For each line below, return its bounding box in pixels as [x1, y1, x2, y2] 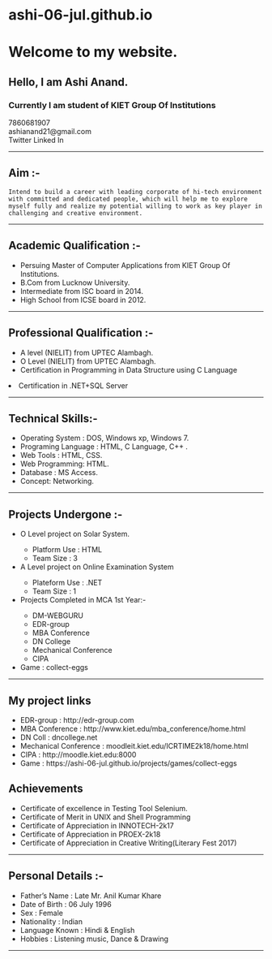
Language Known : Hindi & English [19, 925, 135, 935]
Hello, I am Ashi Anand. [8, 75, 129, 89]
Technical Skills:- [8, 412, 99, 426]
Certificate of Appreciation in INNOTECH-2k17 [19, 820, 174, 830]
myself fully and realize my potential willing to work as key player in [8, 201, 263, 210]
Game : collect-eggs [19, 663, 89, 672]
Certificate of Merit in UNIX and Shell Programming [19, 812, 191, 822]
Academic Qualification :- [8, 239, 141, 253]
